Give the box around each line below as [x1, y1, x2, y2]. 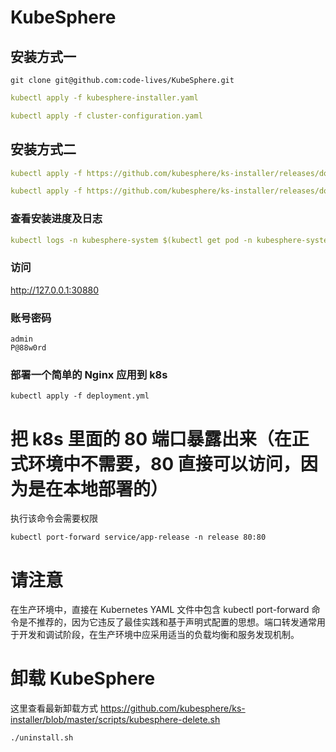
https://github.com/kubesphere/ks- [99, 702, 246, 715]
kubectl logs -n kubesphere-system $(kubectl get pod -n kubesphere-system [10, 235, 333, 245]
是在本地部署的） [28, 477, 169, 500]
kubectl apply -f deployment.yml [10, 391, 150, 401]
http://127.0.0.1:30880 [10, 284, 100, 296]
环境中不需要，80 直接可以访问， [28, 452, 301, 475]
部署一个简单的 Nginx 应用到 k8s [10, 368, 168, 381]
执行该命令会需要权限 [10, 512, 98, 525]
